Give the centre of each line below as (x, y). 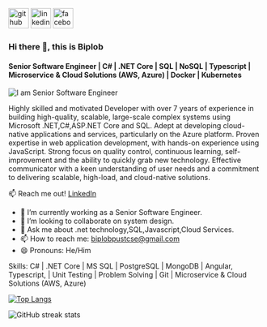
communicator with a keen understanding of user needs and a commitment (134, 169)
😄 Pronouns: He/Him (55, 251)
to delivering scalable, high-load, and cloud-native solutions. (109, 178)
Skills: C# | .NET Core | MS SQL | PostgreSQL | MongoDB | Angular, (121, 266)
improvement (30, 160)
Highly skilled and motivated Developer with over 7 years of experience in (131, 109)
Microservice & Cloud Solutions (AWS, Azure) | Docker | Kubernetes (125, 75)
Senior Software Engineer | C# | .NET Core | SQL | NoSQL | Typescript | (129, 66)
